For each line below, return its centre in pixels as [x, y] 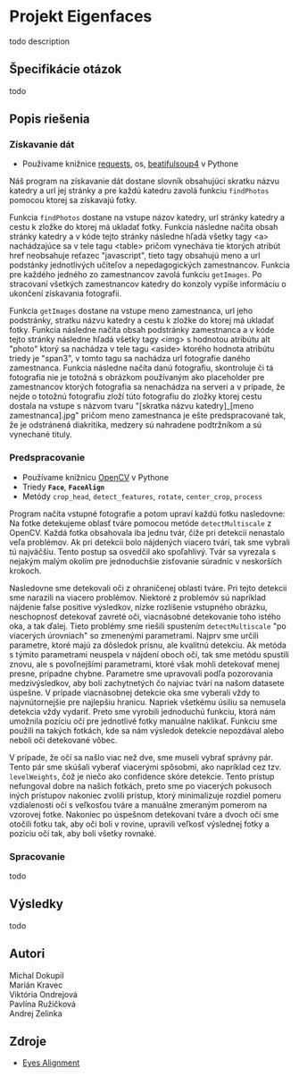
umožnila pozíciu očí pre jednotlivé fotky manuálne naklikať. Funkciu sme [144, 721]
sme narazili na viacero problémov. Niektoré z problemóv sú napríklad [137, 598]
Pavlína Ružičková [42, 1004]
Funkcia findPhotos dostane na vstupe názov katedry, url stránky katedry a [147, 217]
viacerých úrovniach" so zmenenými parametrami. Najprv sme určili [134, 635]
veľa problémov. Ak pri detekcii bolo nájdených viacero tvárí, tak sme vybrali [149, 542]
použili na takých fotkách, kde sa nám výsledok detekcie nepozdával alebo [147, 730]
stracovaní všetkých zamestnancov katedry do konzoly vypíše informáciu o [148, 284]
